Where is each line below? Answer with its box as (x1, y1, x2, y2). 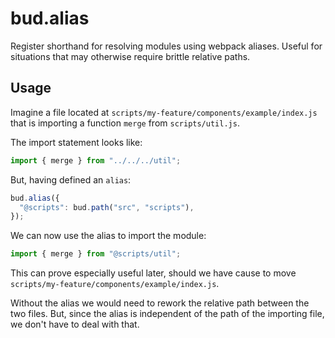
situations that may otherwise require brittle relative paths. (10, 50, 251, 62)
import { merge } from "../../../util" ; (10, 155, 182, 166)
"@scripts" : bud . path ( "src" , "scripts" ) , (19, 202, 195, 212)
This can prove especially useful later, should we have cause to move (10, 267, 297, 279)
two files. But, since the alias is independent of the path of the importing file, (10, 308, 325, 320)
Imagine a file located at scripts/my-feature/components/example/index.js (10, 106, 318, 118)
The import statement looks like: (10, 136, 143, 148)
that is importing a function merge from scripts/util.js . (10, 117, 240, 129)
